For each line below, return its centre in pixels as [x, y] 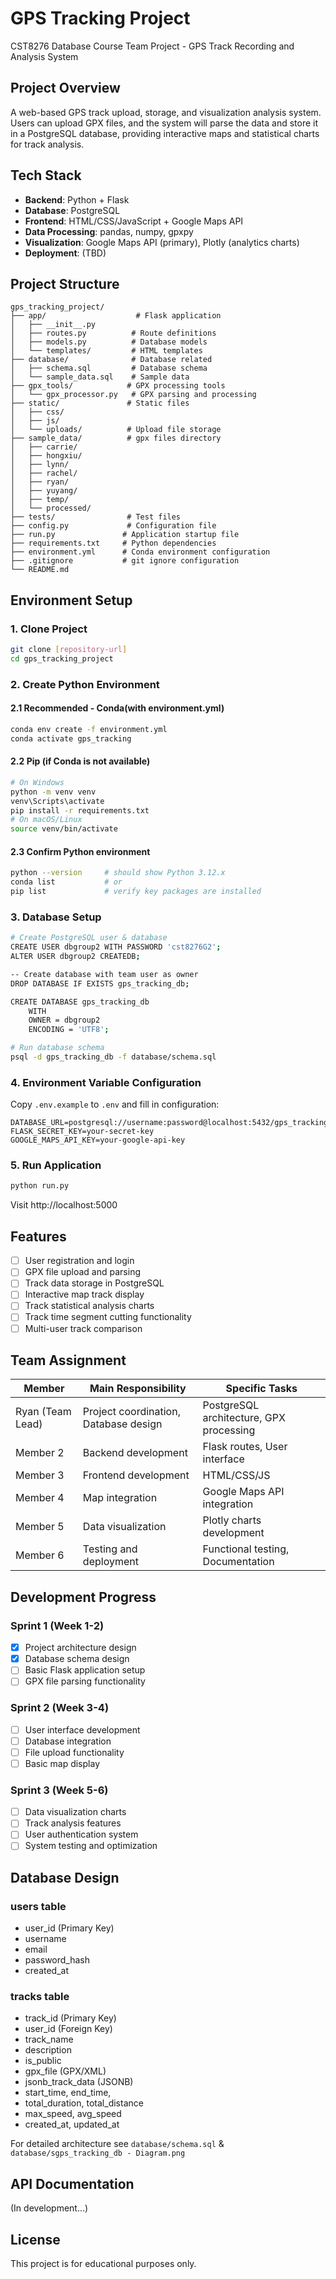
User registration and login [79, 1261]
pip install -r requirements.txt [80, 810]
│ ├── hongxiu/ [46, 456]
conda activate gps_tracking [71, 738]
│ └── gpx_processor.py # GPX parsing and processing [133, 395]
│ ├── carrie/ [44, 447]
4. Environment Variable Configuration [106, 1082]
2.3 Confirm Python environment [80, 851]
